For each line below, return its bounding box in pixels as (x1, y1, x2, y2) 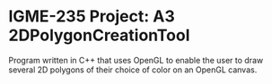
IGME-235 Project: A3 (8, 6, 176, 27)
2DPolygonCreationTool (8, 25, 190, 46)
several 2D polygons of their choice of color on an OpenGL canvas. (8, 64, 258, 75)
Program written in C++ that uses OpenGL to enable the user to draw (8, 55, 264, 65)
